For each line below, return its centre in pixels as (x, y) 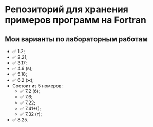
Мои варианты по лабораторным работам (76, 39)
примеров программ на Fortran (76, 20)
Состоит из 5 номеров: (37, 86)
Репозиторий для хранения (67, 9)
